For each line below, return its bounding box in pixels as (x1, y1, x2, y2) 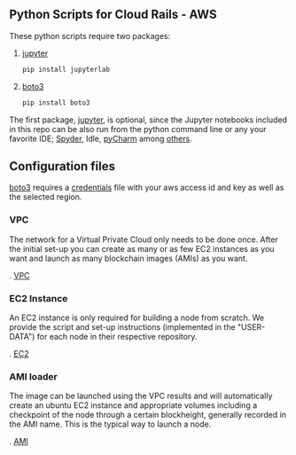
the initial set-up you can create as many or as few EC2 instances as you (9, 243, 275, 254)
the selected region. (9, 192, 82, 202)
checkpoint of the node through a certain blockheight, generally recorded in (9, 410, 286, 420)
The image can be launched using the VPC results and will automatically (9, 390, 273, 402)
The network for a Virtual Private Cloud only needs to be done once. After (9, 234, 279, 245)
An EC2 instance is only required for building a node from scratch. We (9, 312, 264, 323)
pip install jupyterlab (21, 65, 111, 74)
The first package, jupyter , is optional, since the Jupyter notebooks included (9, 114, 288, 125)
